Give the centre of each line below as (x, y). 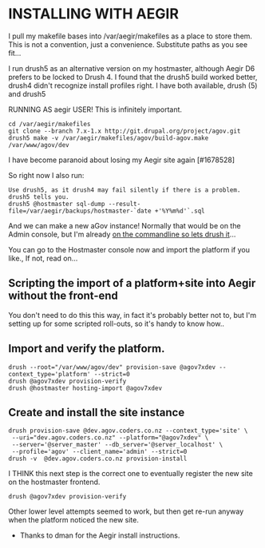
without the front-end (63, 296)
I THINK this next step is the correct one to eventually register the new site (131, 474)
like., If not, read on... (43, 258)
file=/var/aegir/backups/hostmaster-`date (80, 211)
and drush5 (27, 93)
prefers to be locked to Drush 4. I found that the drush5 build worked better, (133, 77)
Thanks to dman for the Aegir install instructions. (100, 535)
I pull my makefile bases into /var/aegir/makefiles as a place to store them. (131, 36)
